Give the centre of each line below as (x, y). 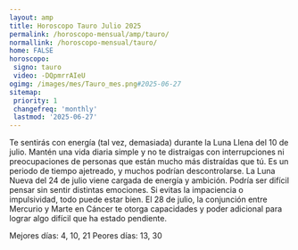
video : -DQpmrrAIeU (50, 76)
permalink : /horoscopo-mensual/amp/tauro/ (89, 34)
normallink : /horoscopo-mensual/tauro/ (83, 42)
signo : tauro (37, 68)
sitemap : (25, 92)
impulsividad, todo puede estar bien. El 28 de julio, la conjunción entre (138, 200)
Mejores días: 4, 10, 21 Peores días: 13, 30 (86, 236)
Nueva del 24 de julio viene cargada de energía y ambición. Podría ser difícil (149, 180)
